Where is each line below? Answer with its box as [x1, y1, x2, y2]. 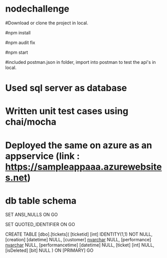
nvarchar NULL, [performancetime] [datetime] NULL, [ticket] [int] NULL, [5, 242, 155, 248]
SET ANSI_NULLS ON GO [5, 211, 58, 218]
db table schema [5, 195, 77, 206]
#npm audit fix [5, 39, 35, 46]
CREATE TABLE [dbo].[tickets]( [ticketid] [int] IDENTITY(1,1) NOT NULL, [5, 231, 153, 237]
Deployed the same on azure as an [5, 139, 152, 151]
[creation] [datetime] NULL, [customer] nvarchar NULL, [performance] [5, 237, 151, 243]
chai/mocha [5, 116, 57, 128]
